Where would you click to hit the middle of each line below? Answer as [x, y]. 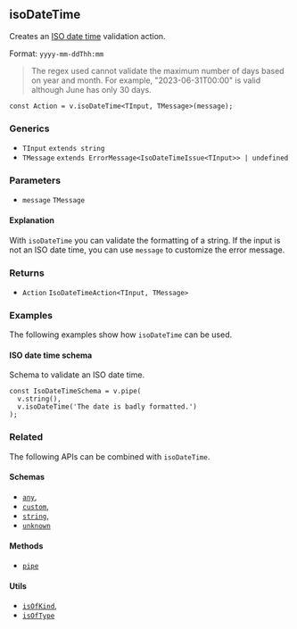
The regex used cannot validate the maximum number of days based [157, 70]
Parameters [35, 180]
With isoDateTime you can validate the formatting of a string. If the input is [145, 240]
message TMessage [54, 201]
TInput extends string [63, 149]
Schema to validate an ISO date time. [77, 375]
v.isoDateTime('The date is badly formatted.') [107, 407]
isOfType [38, 616]
